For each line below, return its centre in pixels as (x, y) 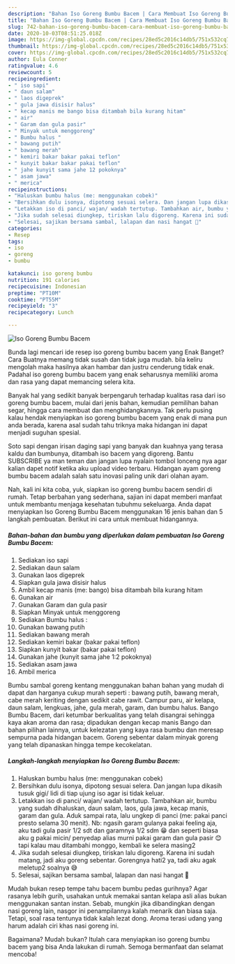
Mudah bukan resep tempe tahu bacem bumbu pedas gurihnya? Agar (108, 888)
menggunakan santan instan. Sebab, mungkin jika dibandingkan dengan (112, 903)
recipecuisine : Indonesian (47, 286)
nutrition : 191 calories (44, 280)
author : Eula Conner (38, 59)
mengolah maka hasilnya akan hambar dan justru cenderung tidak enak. (111, 367)
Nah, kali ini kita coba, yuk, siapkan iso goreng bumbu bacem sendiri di (110, 489)
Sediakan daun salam (49, 567)
